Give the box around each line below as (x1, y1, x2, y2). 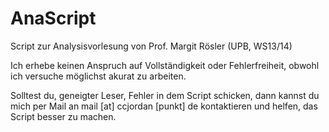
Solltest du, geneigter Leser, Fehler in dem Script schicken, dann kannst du (10, 89, 320, 101)
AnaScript (10, 7, 97, 30)
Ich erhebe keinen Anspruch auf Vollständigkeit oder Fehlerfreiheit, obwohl (10, 59, 320, 71)
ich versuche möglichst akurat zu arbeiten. (10, 70, 187, 82)
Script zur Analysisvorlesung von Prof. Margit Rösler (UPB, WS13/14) (10, 40, 293, 52)
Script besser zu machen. (10, 110, 117, 122)
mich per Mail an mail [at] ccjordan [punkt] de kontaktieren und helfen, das (10, 100, 318, 112)
